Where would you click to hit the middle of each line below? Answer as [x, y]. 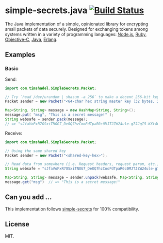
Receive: [14, 133]
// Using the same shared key [36, 151]
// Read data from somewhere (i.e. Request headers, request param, [76, 164]
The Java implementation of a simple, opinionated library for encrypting [77, 24]
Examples [20, 55]
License [17, 224]
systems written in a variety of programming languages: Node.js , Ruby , [76, 34]
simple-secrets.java [46, 10]
